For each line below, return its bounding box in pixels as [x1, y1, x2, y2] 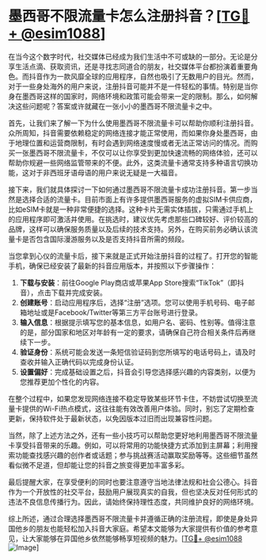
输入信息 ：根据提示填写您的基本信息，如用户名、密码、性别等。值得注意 [19, 317, 256, 327]
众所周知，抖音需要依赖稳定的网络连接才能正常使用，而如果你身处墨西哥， [8, 128, 251, 137]
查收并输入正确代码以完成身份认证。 [19, 357, 139, 366]
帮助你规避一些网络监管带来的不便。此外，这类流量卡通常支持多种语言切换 [8, 158, 251, 167]
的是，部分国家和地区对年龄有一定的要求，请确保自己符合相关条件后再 [19, 327, 249, 337]
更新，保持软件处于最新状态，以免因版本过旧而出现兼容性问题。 [8, 413, 216, 423]
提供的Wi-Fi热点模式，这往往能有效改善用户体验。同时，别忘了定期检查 [21, 404, 255, 413]
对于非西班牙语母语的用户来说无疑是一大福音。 [28, 167, 182, 177]
